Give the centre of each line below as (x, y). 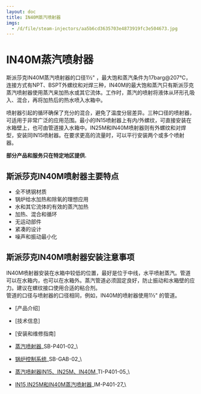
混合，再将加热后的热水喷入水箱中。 (61, 100)
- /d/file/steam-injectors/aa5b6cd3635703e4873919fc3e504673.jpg (95, 28)
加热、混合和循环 (36, 214)
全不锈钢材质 (31, 192)
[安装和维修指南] (35, 334)
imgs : (13, 23)
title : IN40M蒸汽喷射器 (33, 17)
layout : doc (21, 12)
